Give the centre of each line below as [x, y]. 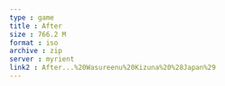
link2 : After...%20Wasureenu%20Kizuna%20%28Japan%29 [113, 68]
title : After [36, 26]
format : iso [34, 43]
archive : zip [36, 51]
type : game [32, 17]
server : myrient [42, 59]
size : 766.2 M [38, 34]
